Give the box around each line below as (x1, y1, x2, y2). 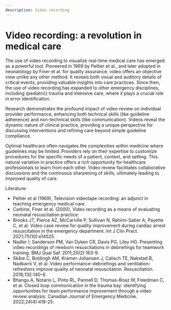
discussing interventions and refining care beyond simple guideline (5, 127, 146, 133)
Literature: (5, 185, 27, 191)
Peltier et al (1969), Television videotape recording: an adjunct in (12, 195, 149, 201)
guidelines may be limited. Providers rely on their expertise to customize (5, 148, 157, 154)
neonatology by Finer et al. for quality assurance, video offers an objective (5, 68, 162, 74)
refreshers (12, 266, 35, 272)
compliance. (5, 133, 32, 139)
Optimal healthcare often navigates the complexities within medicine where (5, 142, 163, 149)
